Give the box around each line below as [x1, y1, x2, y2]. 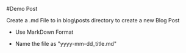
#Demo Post [6, 5, 38, 12]
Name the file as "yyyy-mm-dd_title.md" [15, 40, 117, 47]
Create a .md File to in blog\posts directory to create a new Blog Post [6, 17, 180, 23]
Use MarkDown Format [15, 28, 74, 36]
